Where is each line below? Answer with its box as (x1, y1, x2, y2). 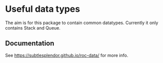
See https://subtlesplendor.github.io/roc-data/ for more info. (5, 52, 128, 58)
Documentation (5, 39, 55, 48)
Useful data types (5, 3, 81, 15)
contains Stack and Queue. (5, 25, 61, 31)
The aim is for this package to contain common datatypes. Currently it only (5, 20, 159, 26)
